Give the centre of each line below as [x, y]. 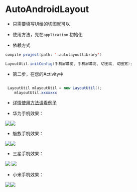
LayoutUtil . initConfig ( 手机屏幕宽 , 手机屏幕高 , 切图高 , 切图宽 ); [69, 64]
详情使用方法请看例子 [34, 103]
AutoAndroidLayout [47, 9]
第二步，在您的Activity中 [38, 74]
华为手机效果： [28, 114]
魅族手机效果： [28, 134]
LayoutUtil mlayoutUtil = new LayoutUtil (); [54, 88]
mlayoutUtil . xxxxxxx [36, 92]
